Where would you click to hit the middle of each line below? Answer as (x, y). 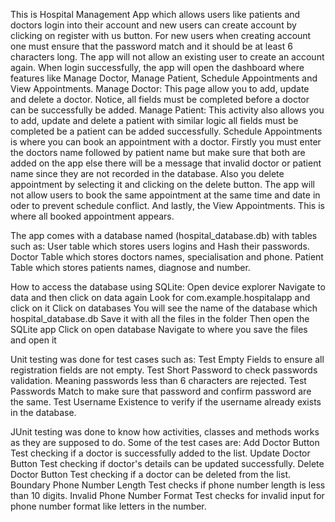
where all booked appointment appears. (92, 216)
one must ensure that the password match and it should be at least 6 (151, 46)
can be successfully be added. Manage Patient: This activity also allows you (167, 110)
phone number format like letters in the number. (108, 506)
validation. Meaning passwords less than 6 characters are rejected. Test (158, 380)
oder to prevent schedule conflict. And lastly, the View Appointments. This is (167, 205)
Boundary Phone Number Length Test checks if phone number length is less (168, 485)
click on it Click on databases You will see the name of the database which (164, 308)
